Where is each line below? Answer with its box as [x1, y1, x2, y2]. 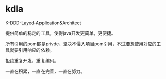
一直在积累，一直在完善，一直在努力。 [5, 68, 85, 74]
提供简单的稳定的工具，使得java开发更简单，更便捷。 [5, 30, 116, 36]
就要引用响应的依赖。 [9, 47, 54, 53]
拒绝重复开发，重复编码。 [5, 57, 59, 63]
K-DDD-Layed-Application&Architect [5, 20, 81, 26]
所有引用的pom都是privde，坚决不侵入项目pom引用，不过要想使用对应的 [5, 41, 157, 47]
